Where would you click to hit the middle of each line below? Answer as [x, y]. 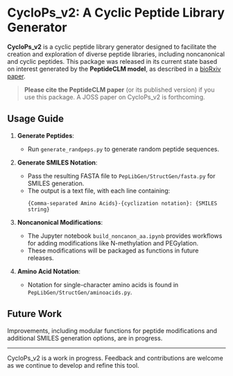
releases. [41, 257]
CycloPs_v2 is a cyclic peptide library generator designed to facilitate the [112, 46]
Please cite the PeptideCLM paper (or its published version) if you [119, 89]
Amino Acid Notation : [49, 271]
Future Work [35, 314]
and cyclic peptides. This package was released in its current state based [112, 61]
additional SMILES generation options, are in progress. [85, 338]
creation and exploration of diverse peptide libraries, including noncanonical [116, 54]
